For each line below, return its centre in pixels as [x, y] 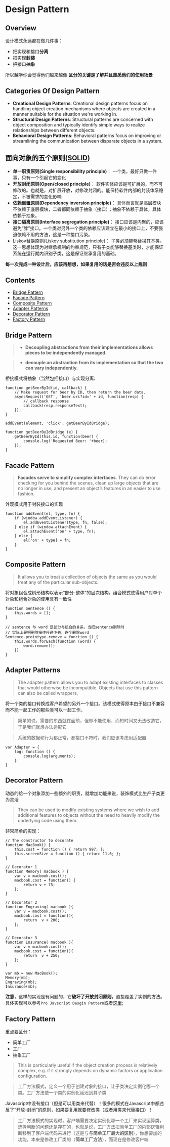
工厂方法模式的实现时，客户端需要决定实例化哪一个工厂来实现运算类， [91, 1121]
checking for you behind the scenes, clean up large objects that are [88, 483]
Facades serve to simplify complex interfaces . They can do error [87, 478]
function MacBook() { [28, 845]
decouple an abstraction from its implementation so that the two [94, 363]
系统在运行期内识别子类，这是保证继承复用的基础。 [66, 253]
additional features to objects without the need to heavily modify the [89, 815]
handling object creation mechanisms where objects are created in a [84, 108]
